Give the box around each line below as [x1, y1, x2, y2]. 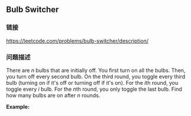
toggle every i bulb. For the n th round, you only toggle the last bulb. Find [6, 85, 182, 92]
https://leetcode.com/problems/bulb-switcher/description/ [6, 37, 149, 44]
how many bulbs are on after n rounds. [6, 91, 101, 99]
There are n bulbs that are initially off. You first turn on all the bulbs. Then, [6, 67, 186, 74]
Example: [6, 103, 30, 110]
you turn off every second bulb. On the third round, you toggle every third [6, 73, 186, 80]
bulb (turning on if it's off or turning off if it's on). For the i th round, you [6, 79, 179, 86]
